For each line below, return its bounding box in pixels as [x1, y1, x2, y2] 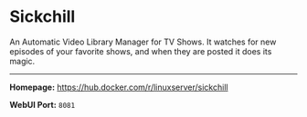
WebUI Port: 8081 [9, 99, 76, 110]
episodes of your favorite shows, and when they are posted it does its [9, 45, 272, 56]
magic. [9, 55, 36, 66]
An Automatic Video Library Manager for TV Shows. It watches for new [9, 36, 277, 47]
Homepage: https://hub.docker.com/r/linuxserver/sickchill [9, 82, 228, 93]
